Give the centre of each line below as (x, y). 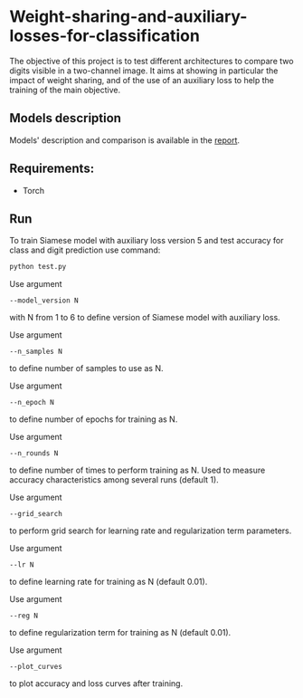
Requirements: (52, 169)
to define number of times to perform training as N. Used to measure (137, 470)
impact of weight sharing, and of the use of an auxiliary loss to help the (142, 80)
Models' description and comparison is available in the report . (125, 140)
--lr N (22, 565)
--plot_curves (36, 667)
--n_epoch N (32, 403)
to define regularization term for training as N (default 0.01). (120, 633)
